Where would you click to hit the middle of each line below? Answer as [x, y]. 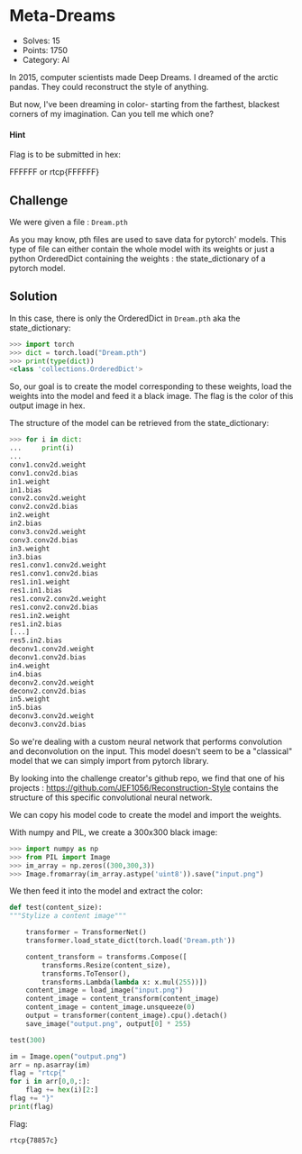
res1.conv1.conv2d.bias [54, 574]
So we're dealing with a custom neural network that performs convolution [146, 741]
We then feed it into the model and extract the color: [106, 891]
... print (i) [42, 448]
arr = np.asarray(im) [50, 1065]
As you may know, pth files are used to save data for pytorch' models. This [148, 239]
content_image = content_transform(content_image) [123, 999]
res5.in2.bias [36, 641]
